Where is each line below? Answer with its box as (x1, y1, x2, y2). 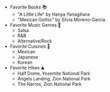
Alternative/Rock (17, 38, 52, 44)
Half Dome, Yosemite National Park (17, 70, 90, 76)
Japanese (17, 54, 39, 60)
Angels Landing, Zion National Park (17, 76, 90, 81)
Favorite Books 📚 (10, 4, 47, 10)
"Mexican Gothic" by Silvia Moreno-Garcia (17, 17, 105, 23)
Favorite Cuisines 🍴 (10, 43, 50, 49)
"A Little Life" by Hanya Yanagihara (17, 12, 90, 17)
